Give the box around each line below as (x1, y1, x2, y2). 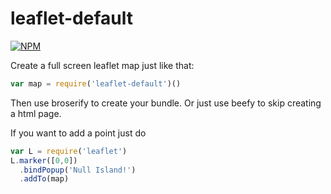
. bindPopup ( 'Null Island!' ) (19, 165, 137, 175)
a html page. (10, 107, 62, 119)
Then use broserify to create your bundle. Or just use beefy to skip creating (10, 97, 322, 109)
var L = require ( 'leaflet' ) (10, 146, 128, 156)
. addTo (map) (19, 174, 70, 184)
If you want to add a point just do (10, 127, 147, 139)
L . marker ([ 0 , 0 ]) (10, 155, 78, 166)
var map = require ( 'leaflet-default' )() (10, 78, 182, 89)
